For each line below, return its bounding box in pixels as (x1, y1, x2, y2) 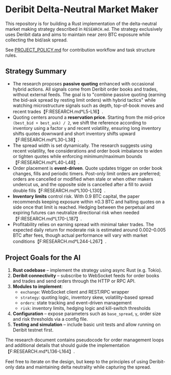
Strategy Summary (5, 67, 67, 76)
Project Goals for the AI (5, 253, 81, 262)
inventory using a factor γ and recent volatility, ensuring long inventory (12, 125, 161, 131)
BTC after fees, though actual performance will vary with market (12, 232, 148, 238)
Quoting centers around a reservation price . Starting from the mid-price (12, 114, 165, 120)
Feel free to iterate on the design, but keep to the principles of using (5, 358, 149, 364)
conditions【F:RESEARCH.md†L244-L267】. (12, 238, 107, 244)
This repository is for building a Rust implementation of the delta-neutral (5, 20, 157, 27)
